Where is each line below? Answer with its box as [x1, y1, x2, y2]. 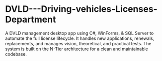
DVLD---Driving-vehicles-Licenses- [5, 3, 158, 15]
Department [5, 14, 56, 25]
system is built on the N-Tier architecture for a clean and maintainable [5, 46, 148, 52]
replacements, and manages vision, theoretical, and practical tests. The [5, 40, 152, 46]
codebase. [5, 51, 27, 57]
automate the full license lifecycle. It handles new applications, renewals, [5, 35, 155, 41]
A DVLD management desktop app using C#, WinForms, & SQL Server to [5, 30, 154, 36]
